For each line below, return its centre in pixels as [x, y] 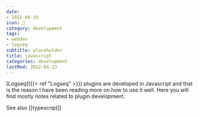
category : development [34, 28]
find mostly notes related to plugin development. [66, 96]
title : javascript [29, 56]
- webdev [17, 39]
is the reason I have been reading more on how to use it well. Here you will [97, 90]
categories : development [37, 61]
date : [13, 12]
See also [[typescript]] [34, 108]
